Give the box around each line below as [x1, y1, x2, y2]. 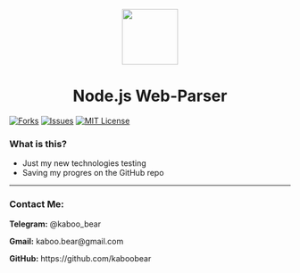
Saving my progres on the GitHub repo [21, 168, 164, 178]
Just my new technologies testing [21, 158, 147, 169]
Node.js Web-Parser [72, 86, 228, 106]
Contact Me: [9, 198, 64, 211]
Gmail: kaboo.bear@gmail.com [9, 236, 124, 246]
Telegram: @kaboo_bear [9, 219, 101, 229]
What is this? [9, 137, 67, 150]
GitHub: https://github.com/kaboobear [9, 252, 152, 263]
